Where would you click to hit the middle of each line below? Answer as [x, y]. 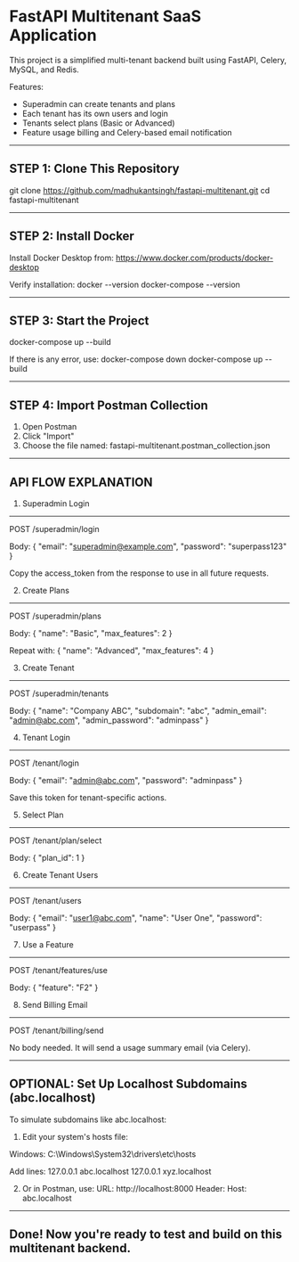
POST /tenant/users [45, 901]
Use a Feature [48, 945]
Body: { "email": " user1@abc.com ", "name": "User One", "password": [136, 918]
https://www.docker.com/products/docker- [194, 258]
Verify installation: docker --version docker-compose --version [125, 284]
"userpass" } [32, 927]
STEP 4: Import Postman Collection [109, 405]
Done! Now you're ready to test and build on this [146, 1235]
